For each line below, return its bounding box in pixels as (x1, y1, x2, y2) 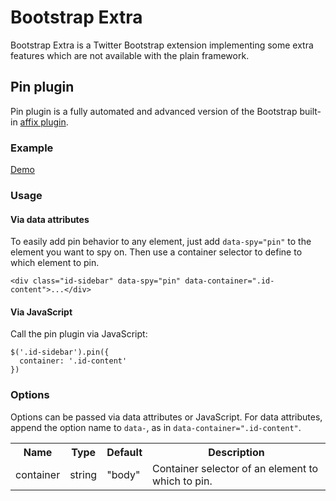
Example (10, 141, 54, 155)
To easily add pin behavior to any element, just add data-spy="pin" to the (10, 236, 312, 248)
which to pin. (152, 474, 213, 488)
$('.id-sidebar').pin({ (10, 347, 110, 358)
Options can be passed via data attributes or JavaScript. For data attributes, (10, 411, 323, 423)
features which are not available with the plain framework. (10, 49, 250, 61)
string (69, 467, 98, 481)
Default (106, 445, 143, 459)
